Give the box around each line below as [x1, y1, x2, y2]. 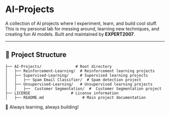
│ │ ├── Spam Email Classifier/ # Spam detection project [5, 77, 142, 82]
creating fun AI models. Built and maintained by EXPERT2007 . [5, 31, 136, 37]
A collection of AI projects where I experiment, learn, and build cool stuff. [5, 20, 158, 26]
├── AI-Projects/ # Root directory [5, 64, 112, 69]
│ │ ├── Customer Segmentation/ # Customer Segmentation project [5, 86, 162, 91]
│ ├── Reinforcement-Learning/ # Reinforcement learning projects [5, 68, 155, 73]
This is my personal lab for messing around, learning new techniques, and [5, 25, 159, 31]
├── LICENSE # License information [5, 90, 119, 96]
